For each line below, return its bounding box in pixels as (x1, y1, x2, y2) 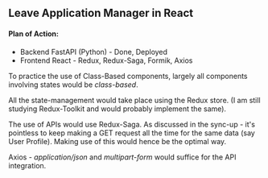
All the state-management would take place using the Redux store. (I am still (8, 95, 261, 105)
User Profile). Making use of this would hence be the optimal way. (8, 136, 227, 146)
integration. (8, 160, 47, 170)
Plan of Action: (8, 28, 59, 39)
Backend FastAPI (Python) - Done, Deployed (19, 47, 167, 56)
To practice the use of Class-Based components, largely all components (8, 71, 248, 81)
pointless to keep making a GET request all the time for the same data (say (8, 128, 255, 138)
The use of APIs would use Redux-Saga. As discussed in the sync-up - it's (8, 119, 256, 129)
